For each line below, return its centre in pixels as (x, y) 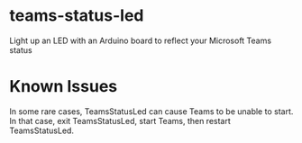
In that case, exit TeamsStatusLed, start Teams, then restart (120, 121)
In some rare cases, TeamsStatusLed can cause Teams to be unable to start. (151, 111)
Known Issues (64, 87)
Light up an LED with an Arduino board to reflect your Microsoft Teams (141, 40)
